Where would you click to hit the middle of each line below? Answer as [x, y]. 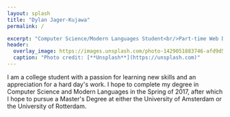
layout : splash [29, 13]
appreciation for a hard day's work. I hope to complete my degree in [103, 84]
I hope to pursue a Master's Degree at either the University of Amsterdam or [115, 99]
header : [18, 45]
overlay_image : [35, 51]
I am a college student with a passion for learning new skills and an [102, 77]
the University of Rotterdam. [47, 106]
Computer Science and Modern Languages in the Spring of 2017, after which [115, 91]
